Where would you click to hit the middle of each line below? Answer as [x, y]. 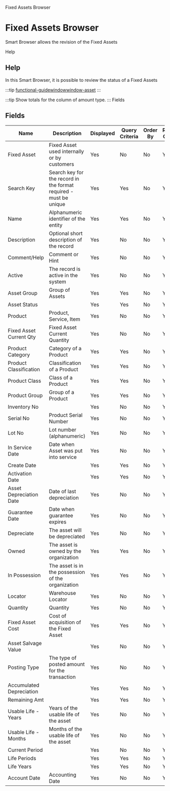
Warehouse [62, 593]
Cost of [58, 616]
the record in [64, 178]
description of [66, 239]
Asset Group [23, 293]
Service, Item [65, 319]
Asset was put [66, 450]
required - [61, 191]
